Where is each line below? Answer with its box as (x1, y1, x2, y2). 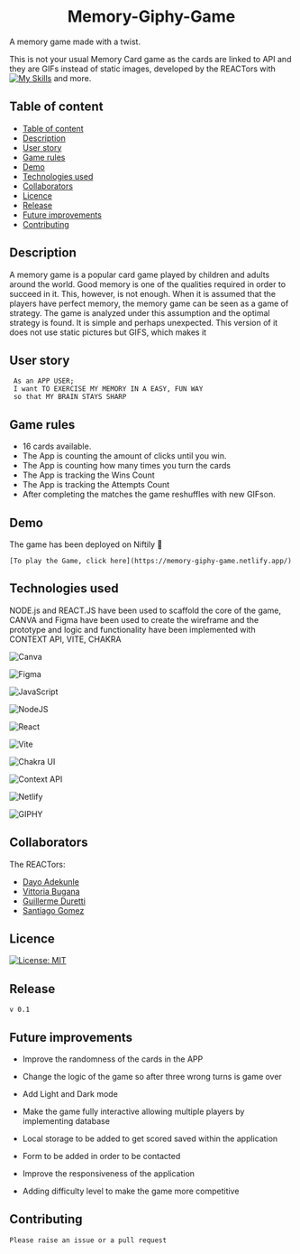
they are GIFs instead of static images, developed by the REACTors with (9, 63, 277, 74)
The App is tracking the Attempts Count (22, 479, 170, 490)
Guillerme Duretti (22, 896, 86, 906)
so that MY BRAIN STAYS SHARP (13, 393, 127, 402)
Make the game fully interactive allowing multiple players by (22, 1106, 245, 1117)
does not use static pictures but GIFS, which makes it (9, 327, 207, 338)
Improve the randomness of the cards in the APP (22, 1054, 204, 1064)
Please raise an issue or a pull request (9, 1235, 168, 1245)
